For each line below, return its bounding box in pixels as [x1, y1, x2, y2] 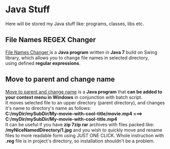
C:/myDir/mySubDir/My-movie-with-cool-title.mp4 [5, 116, 117, 122]
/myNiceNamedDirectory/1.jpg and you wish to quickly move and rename [5, 127, 163, 133]
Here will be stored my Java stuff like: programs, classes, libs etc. [5, 21, 144, 27]
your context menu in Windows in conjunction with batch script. [5, 94, 143, 100]
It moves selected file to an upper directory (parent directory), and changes [5, 99, 165, 106]
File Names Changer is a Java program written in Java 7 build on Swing [5, 49, 158, 55]
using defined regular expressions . [5, 60, 81, 66]
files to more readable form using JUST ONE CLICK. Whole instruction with [5, 132, 164, 138]
